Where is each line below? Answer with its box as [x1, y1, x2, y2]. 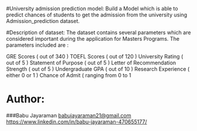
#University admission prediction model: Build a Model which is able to [6, 5, 178, 12]
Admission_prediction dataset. [6, 18, 80, 24]
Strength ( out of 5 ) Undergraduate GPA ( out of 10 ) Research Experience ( [6, 65, 190, 73]
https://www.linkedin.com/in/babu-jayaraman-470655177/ [6, 118, 147, 125]
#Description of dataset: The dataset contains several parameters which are [6, 29, 191, 36]
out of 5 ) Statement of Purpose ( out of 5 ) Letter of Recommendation [6, 59, 176, 66]
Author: [6, 93, 45, 106]
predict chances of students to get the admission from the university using [6, 11, 188, 18]
